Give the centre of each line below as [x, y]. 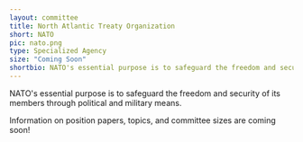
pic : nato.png [36, 43]
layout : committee [44, 18]
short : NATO [32, 34]
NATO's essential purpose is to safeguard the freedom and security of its [145, 93]
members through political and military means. [96, 102]
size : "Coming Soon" [48, 59]
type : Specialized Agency [58, 51]
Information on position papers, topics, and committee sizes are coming [143, 120]
